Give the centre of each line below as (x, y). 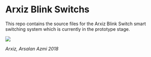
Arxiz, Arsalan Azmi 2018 (32, 49)
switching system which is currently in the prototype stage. (68, 29)
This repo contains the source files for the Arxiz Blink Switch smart (75, 24)
